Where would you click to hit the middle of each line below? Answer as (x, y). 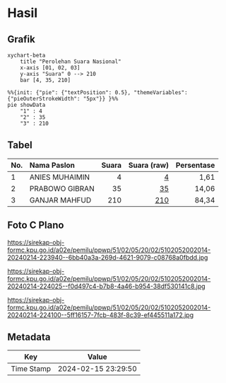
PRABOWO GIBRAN (62, 188)
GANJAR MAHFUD (60, 200)
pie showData (26, 105)
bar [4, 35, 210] (46, 80)
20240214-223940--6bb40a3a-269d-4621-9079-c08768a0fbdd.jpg (108, 257)
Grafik (21, 39)
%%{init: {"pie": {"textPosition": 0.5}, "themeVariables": (98, 93)
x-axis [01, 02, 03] (50, 68)
